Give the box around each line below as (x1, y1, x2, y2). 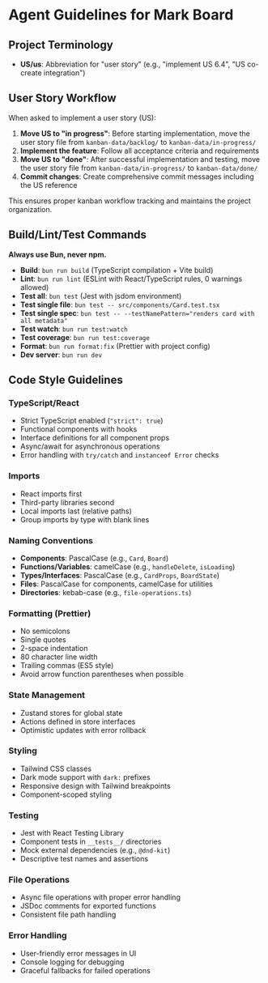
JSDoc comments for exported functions (19, 901, 156, 911)
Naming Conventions (8, 534, 94, 546)
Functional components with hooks (19, 424, 138, 434)
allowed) (19, 282, 49, 292)
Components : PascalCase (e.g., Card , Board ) (19, 553, 168, 563)
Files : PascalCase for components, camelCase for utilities (19, 579, 213, 589)
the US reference (19, 180, 78, 189)
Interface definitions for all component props (19, 433, 170, 443)
